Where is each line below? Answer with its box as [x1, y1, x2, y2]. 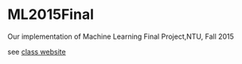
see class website [7, 47, 66, 56]
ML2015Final [7, 6, 95, 24]
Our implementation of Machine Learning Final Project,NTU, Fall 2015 [7, 32, 234, 41]
